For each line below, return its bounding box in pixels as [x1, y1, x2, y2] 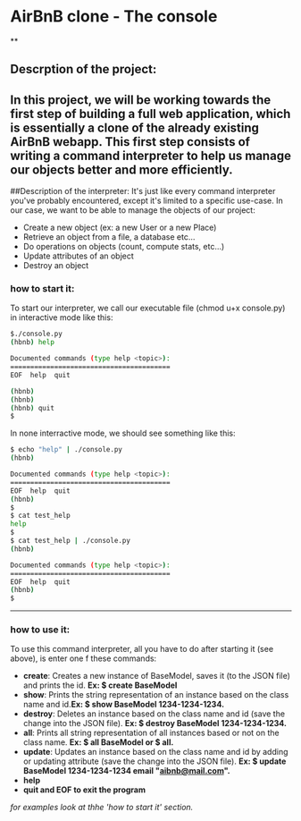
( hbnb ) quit [10, 403, 54, 412]
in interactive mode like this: [10, 312, 113, 323]
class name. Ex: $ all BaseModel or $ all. [22, 737, 174, 748]
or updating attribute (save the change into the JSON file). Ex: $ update [22, 756, 287, 766]
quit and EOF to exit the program [22, 784, 146, 795]
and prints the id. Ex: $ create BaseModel [22, 680, 178, 690]
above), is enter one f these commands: [10, 653, 157, 664]
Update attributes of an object [22, 250, 135, 261]
